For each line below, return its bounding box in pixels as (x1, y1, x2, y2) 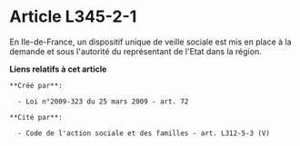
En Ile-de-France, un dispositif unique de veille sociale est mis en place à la (9, 36, 293, 47)
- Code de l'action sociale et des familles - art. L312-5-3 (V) (17, 129, 271, 138)
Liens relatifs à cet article (9, 63, 107, 74)
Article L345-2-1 (9, 6, 137, 27)
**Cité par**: (9, 112, 64, 122)
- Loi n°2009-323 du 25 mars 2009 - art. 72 (17, 97, 189, 106)
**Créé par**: (9, 81, 64, 90)
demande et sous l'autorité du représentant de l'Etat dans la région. (9, 45, 262, 56)
